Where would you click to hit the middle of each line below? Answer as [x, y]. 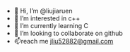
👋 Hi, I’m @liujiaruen [43, 11]
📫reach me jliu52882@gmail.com [64, 41]
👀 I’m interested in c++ [47, 18]
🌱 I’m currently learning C [51, 26]
